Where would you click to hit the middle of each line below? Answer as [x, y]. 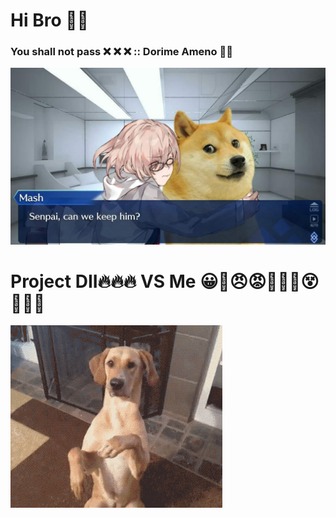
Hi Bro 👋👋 [49, 20]
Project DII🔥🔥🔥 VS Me [103, 281]
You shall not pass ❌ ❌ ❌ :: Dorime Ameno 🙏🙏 [121, 52]
